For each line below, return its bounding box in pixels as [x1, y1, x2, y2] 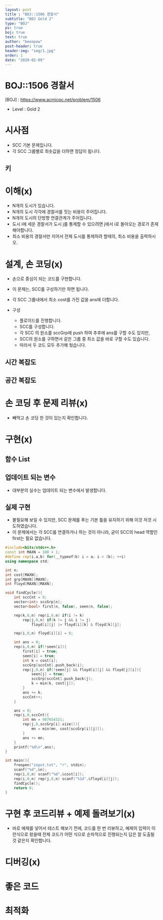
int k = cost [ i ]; [23, 658, 58, 663]
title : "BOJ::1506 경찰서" [5, 12, 60, 17]
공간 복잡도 [5, 376, 37, 385]
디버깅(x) [5, 857, 41, 868]
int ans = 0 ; [14, 640, 41, 645]
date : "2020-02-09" [5, 57, 45, 62]
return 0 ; [14, 785, 34, 790]
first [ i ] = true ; [23, 649, 58, 654]
